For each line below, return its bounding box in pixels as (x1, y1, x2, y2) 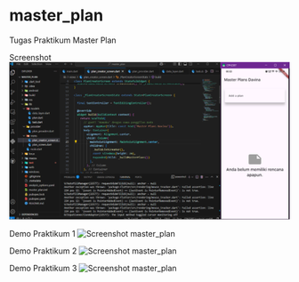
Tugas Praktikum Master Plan (9, 35, 117, 45)
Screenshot (9, 52, 52, 62)
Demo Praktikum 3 (9, 262, 77, 273)
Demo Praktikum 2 (9, 246, 77, 256)
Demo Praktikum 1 (9, 228, 76, 238)
